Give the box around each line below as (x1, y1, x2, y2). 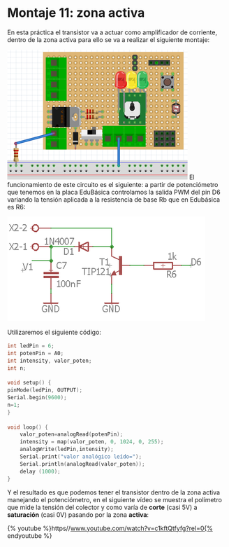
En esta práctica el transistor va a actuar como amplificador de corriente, (7, 28, 218, 36)
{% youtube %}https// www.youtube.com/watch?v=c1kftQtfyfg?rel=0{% (7, 524, 213, 532)
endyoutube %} (7, 531, 52, 540)
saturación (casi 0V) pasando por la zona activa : (7, 510, 149, 519)
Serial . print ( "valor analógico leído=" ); (20, 453, 142, 460)
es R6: (7, 202, 26, 211)
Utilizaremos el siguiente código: (7, 328, 101, 336)
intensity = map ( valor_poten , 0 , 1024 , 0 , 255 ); (20, 438, 164, 445)
